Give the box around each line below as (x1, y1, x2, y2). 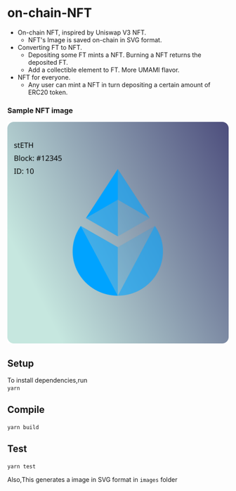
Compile (7, 404, 45, 416)
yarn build (7, 423, 39, 431)
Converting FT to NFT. (17, 43, 82, 51)
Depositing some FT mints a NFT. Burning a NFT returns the (27, 51, 202, 59)
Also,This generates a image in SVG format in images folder (7, 475, 178, 483)
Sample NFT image (7, 106, 74, 115)
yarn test (7, 463, 37, 470)
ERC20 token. (27, 88, 68, 96)
